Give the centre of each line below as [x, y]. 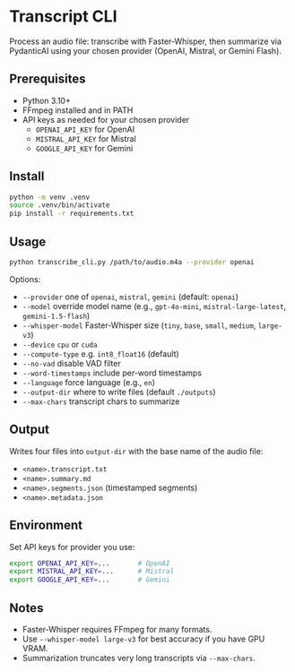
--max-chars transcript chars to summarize [101, 401]
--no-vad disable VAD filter [71, 363]
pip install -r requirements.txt [72, 214]
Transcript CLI [64, 17]
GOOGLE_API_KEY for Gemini [84, 148]
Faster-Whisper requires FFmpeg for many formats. [117, 629]
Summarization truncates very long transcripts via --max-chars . [139, 658]
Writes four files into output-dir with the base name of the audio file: [136, 451]
